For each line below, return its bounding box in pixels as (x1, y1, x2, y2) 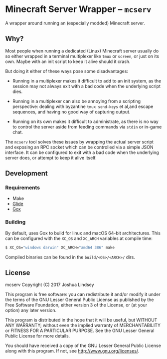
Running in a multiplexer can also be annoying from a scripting (12, 98, 141, 104)
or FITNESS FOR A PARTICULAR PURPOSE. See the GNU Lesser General (5, 327, 155, 333)
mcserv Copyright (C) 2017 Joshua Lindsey (5, 281, 94, 288)
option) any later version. (5, 307, 56, 313)
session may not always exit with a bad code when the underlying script (12, 83, 161, 89)
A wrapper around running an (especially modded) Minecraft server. (5, 20, 146, 26)
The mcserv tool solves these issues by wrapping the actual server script (5, 138, 154, 144)
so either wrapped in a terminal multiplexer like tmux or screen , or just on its (5, 53, 160, 59)
